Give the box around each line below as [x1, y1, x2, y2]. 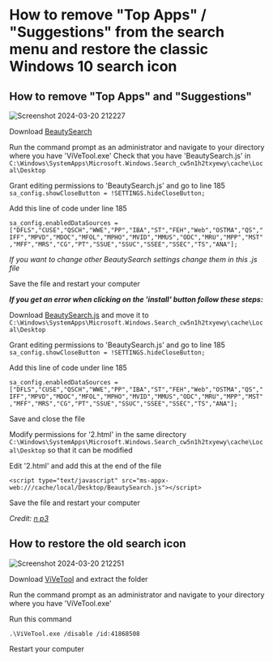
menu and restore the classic [9, 40, 209, 58]
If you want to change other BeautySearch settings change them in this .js [9, 255, 258, 264]
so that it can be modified [47, 445, 133, 455]
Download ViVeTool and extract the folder [9, 574, 148, 583]
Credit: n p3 [9, 514, 49, 523]
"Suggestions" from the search [9, 23, 225, 41]
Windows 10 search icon [9, 57, 177, 76]
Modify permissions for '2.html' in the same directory [9, 430, 187, 439]
